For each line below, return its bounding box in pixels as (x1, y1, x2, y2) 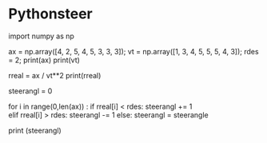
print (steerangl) (8, 125, 62, 135)
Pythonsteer (8, 5, 94, 23)
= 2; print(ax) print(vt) (8, 55, 80, 65)
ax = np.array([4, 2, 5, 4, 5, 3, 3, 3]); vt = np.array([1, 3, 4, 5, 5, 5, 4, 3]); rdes (8, 46, 259, 56)
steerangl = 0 (8, 85, 53, 96)
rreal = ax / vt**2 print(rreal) (8, 70, 102, 80)
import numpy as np (8, 31, 74, 41)
